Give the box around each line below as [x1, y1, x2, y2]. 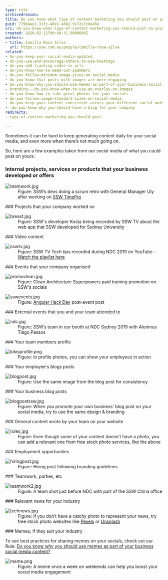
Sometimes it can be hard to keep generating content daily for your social [5, 132, 156, 138]
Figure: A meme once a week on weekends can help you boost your [17, 563, 158, 569]
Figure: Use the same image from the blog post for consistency [17, 379, 148, 385]
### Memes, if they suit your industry [5, 528, 83, 534]
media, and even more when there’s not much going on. [5, 138, 120, 144]
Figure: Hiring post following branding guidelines [17, 464, 118, 470]
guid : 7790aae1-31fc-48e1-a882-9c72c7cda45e [5, 21, 99, 27]
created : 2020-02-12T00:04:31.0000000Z [5, 31, 88, 36]
